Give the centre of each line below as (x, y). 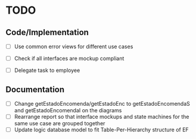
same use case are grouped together (60, 124)
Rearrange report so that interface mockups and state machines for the (102, 117)
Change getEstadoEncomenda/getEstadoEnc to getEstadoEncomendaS (102, 104)
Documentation (35, 89)
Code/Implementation (47, 32)
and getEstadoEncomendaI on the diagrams (68, 110)
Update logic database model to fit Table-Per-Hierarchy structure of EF (101, 130)
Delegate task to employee (47, 70)
